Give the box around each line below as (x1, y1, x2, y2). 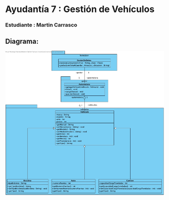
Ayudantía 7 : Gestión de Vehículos (5, 4, 155, 15)
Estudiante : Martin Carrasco (5, 22, 77, 29)
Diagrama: (5, 37, 39, 46)
